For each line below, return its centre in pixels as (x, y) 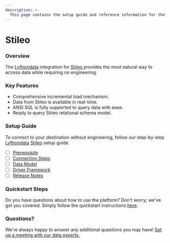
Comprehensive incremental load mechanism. (61, 97)
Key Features (22, 86)
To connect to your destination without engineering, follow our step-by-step (85, 137)
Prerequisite (25, 152)
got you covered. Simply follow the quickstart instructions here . (72, 206)
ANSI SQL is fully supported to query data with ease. (68, 107)
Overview (18, 56)
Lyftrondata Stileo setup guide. (37, 143)
